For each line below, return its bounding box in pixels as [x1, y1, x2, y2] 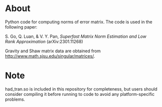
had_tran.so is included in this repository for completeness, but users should [5, 86, 158, 92]
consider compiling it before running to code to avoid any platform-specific [5, 91, 155, 97]
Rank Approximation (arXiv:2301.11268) [5, 38, 83, 44]
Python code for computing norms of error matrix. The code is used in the [5, 19, 153, 25]
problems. [5, 96, 25, 102]
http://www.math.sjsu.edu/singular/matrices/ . [5, 53, 95, 59]
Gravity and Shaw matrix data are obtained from [5, 48, 101, 54]
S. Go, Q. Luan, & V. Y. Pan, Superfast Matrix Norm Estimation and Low [5, 33, 147, 39]
